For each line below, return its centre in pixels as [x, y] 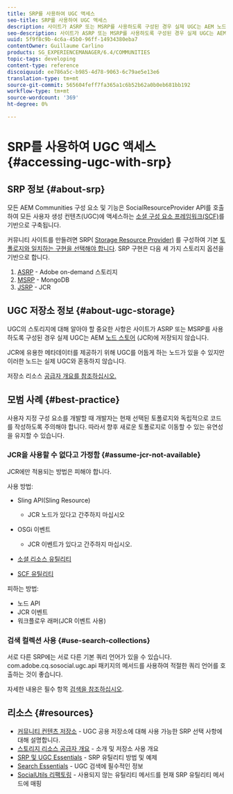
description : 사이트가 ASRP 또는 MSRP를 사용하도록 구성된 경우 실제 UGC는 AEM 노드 [117, 26]
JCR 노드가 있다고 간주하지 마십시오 [76, 514]
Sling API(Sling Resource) [54, 500]
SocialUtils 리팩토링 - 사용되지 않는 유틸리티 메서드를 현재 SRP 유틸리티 [114, 775]
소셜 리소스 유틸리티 [44, 559]
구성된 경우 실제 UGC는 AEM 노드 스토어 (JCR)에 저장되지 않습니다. [117, 338]
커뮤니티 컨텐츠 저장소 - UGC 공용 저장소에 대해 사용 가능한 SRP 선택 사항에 [120, 731]
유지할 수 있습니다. [39, 435]
